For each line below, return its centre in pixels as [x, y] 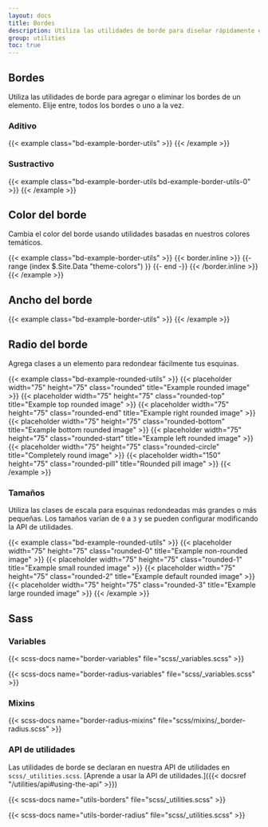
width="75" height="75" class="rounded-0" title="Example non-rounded [128, 551]
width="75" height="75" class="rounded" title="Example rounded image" [129, 387]
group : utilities [37, 38]
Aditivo [23, 126]
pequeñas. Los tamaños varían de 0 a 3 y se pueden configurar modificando [133, 518]
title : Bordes [32, 23]
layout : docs [30, 16]
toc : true [25, 45]
